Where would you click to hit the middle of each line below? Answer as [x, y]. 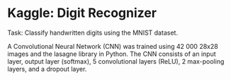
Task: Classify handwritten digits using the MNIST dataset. [93, 33]
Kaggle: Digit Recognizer [82, 13]
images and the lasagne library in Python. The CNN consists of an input [112, 54]
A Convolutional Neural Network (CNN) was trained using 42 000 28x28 [113, 46]
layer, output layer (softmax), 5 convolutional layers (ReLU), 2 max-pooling [116, 61]
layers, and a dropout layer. [47, 69]
